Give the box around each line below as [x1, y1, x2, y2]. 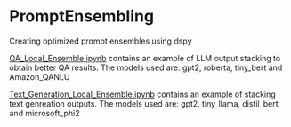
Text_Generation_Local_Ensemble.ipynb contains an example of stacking [9, 89, 276, 99]
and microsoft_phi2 [9, 107, 80, 118]
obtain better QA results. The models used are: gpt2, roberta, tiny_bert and [9, 62, 283, 73]
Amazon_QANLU [9, 71, 70, 82]
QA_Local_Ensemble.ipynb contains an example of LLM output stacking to [9, 52, 281, 63]
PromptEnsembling [9, 6, 154, 27]
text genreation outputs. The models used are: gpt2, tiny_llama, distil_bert [9, 98, 279, 108]
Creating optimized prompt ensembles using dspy [9, 36, 193, 46]
